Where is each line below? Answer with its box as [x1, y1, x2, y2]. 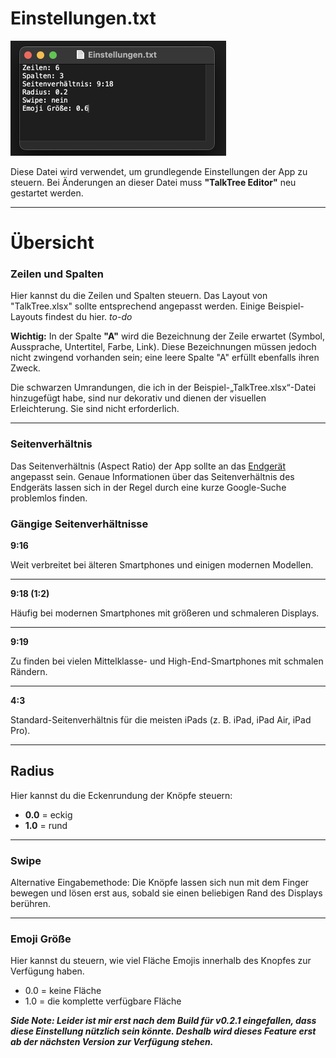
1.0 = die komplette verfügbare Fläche [24, 995, 182, 1007]
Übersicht [10, 232, 95, 254]
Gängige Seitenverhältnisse [10, 517, 149, 531]
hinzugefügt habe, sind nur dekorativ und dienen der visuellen [10, 392, 267, 404]
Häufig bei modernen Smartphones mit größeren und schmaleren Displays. [10, 607, 320, 619]
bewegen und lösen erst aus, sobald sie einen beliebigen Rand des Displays [10, 887, 323, 899]
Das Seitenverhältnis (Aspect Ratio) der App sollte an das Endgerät [10, 460, 287, 472]
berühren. [10, 898, 52, 910]
